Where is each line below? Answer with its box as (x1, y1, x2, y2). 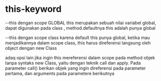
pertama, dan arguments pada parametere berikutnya (5, 70, 115, 76)
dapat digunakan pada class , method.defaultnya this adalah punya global (5, 25, 156, 31)
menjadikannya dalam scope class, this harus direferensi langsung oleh (5, 40, 151, 45)
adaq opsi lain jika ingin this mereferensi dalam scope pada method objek (5, 54, 155, 60)
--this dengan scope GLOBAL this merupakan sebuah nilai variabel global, (5, 20, 157, 26)
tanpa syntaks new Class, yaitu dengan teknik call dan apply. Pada (5, 60, 141, 66)
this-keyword (5, 3, 62, 15)
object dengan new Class (5, 45, 57, 51)
